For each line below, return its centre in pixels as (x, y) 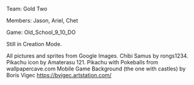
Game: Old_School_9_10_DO (41, 32)
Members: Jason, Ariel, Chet (42, 20)
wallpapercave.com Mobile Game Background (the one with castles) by (96, 69)
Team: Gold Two (27, 9)
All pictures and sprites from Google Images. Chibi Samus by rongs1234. (97, 56)
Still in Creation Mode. (34, 44)
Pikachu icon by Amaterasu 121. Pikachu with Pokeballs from (82, 62)
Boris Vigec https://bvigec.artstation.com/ (59, 75)
